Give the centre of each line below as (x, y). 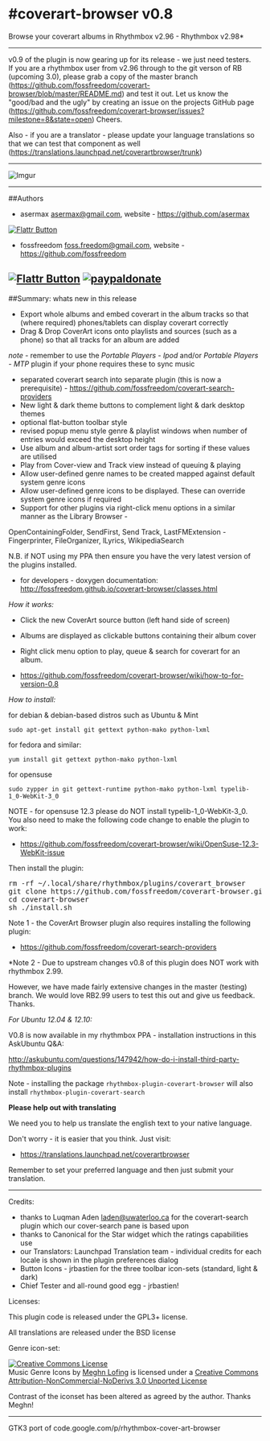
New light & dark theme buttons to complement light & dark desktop (132, 405)
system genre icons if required (71, 499)
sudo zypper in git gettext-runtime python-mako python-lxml (113, 789)
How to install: (32, 699)
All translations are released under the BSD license (92, 1332)
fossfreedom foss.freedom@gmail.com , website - (102, 245)
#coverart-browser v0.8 (91, 14)
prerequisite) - (44, 388)
